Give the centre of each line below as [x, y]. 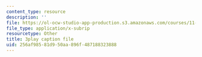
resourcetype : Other [32, 34]
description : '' [26, 17]
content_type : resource [36, 12]
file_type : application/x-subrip [48, 28]
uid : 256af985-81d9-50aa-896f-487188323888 [62, 45]
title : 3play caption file [40, 39]
